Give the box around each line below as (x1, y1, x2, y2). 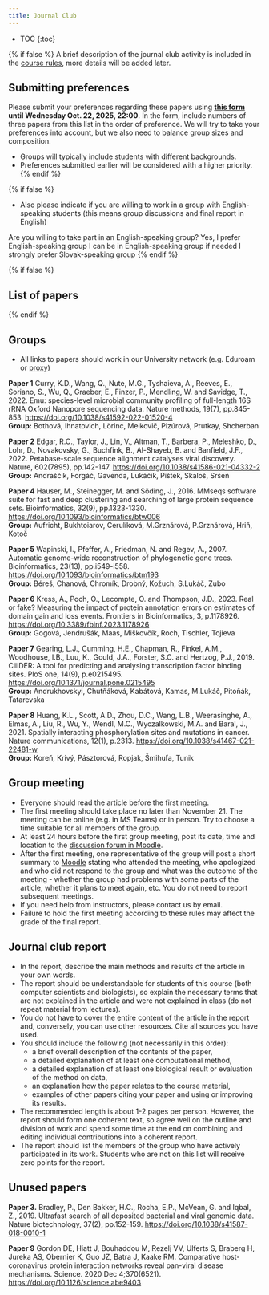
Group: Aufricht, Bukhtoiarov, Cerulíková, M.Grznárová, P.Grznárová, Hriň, (8, 521, 253, 530)
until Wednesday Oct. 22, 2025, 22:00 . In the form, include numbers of (8, 111, 247, 120)
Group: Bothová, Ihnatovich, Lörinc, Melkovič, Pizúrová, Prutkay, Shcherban (8, 421, 259, 431)
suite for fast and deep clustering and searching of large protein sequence (8, 495, 254, 505)
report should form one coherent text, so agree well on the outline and (19, 1114, 252, 1124)
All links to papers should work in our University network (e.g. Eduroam (19, 355, 255, 364)
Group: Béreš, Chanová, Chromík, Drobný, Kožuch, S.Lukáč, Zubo (8, 578, 226, 588)
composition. (8, 136, 52, 146)
